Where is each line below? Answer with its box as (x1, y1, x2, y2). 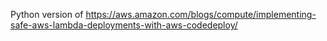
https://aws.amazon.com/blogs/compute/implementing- (85, 9, 317, 20)
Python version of (10, 9, 84, 20)
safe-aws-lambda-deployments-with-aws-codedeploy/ (10, 19, 238, 31)
